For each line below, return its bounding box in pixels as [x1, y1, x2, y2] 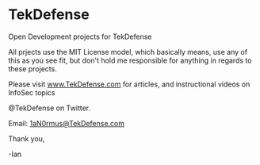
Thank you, [8, 133, 45, 144]
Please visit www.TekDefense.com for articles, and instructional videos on [8, 79, 250, 89]
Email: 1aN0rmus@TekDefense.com [8, 118, 125, 128]
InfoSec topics [8, 87, 55, 97]
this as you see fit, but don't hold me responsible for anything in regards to [8, 56, 252, 65]
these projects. [8, 63, 57, 73]
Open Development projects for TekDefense [8, 32, 152, 41]
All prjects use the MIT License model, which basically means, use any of [8, 47, 248, 56]
